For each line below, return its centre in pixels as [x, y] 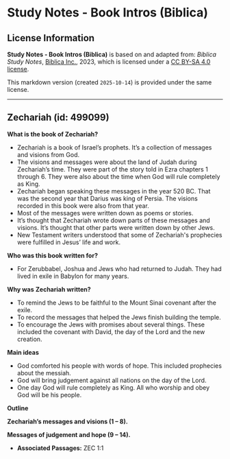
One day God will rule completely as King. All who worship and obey [113, 387]
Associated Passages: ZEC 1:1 [60, 448]
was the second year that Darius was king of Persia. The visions [107, 198]
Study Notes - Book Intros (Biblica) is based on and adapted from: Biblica [112, 54]
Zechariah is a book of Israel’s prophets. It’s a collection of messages [114, 147]
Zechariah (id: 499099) [58, 118]
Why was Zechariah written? [49, 289]
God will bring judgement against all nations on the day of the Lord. [112, 380]
